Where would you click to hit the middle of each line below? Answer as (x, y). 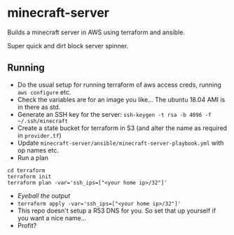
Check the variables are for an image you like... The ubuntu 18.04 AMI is (121, 99)
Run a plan (33, 157)
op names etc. (38, 150)
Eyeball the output (44, 195)
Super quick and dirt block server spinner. (68, 45)
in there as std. (39, 107)
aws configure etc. (44, 92)
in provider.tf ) (39, 135)
